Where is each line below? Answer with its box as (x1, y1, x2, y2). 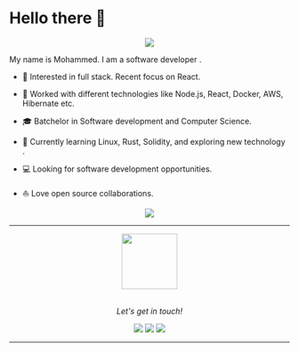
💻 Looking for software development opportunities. (21, 164, 213, 174)
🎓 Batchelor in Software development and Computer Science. (21, 116, 252, 126)
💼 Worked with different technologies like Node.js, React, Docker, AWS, (21, 88, 284, 99)
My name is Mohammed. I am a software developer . (9, 53, 202, 65)
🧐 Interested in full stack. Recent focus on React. (21, 71, 201, 82)
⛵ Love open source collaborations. (21, 188, 154, 198)
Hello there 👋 (9, 8, 107, 28)
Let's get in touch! (116, 306, 183, 316)
